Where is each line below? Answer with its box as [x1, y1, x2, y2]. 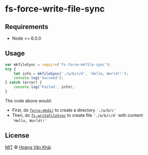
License [5, 131, 30, 140]
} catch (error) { [5, 80, 42, 85]
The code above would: [5, 98, 52, 103]
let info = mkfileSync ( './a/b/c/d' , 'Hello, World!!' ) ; [14, 71, 129, 76]
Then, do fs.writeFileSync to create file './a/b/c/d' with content [12, 112, 143, 118]
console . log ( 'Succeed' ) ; [14, 76, 64, 81]
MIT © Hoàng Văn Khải [5, 144, 51, 150]
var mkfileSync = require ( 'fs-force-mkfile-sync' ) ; [5, 62, 111, 67]
